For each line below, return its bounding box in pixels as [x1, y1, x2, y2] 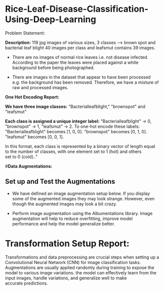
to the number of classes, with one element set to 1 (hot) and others [5, 148, 142, 154]
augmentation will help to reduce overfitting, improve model [12, 216, 133, 221]
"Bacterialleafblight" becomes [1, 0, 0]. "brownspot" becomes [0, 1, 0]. [5, 128, 147, 134]
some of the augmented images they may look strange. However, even [12, 195, 155, 201]
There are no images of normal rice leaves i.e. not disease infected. [12, 54, 148, 60]
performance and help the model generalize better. [12, 220, 115, 226]
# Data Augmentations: [5, 163, 52, 169]
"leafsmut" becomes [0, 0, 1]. [5, 134, 64, 140]
